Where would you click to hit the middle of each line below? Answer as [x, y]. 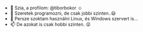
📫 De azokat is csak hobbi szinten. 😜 [50, 24]
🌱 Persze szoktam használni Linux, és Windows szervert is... [74, 19]
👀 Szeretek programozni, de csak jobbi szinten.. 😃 [63, 13]
